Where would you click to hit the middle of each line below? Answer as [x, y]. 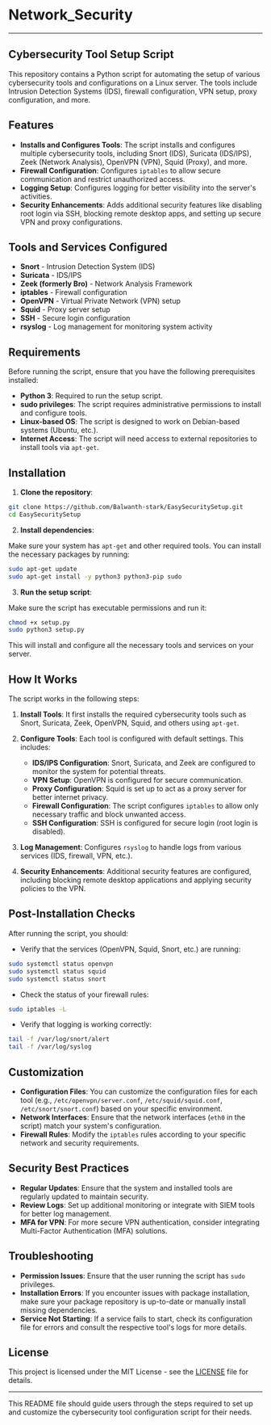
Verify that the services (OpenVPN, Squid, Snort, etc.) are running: [130, 949]
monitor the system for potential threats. [99, 771]
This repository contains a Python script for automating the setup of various [134, 74]
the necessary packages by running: [69, 554]
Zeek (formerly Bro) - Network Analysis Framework [106, 284]
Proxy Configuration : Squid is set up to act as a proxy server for [139, 788]
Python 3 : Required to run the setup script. [91, 396]
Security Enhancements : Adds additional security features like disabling [141, 204]
